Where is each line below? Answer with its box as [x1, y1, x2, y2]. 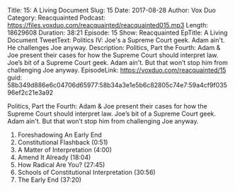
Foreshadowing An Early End [17, 130, 103, 139]
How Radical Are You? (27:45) [17, 161, 105, 168]
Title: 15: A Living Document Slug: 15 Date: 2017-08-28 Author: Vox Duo [7, 6, 216, 14]
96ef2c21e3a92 [7, 88, 54, 97]
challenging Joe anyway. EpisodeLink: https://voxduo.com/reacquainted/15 [7, 66, 227, 74]
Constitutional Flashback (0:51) [17, 138, 108, 147]
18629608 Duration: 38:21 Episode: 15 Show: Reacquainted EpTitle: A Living [7, 28, 228, 37]
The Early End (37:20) [17, 175, 82, 184]
